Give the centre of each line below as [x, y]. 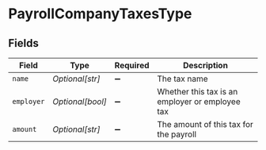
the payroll [177, 134]
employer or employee [199, 102]
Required [132, 65]
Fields [24, 43]
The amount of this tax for [205, 124]
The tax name [182, 79]
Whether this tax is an [198, 92]
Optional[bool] [80, 102]
